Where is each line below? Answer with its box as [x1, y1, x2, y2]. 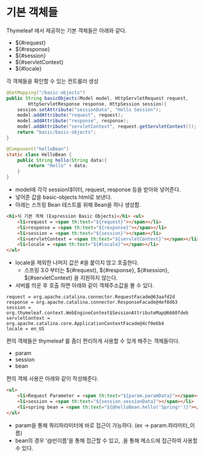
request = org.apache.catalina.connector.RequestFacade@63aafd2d [6, 294, 175, 300]
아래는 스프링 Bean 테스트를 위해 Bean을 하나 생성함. [15, 201, 141, 209]
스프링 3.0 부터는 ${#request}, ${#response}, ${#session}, [24, 267, 169, 274]
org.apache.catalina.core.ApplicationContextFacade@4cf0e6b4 [6, 321, 165, 327]
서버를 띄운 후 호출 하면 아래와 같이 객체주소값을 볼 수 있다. [15, 282, 155, 289]
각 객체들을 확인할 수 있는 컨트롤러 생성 [6, 77, 99, 85]
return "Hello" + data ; [28, 162, 88, 169]
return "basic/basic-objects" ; [17, 129, 97, 136]
